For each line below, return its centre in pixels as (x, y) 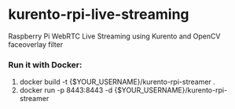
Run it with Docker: (45, 64)
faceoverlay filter (36, 44)
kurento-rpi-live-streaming (99, 15)
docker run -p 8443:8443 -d (66, 90)
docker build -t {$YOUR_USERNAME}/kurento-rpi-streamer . (117, 82)
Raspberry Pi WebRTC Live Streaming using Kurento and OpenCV (114, 36)
